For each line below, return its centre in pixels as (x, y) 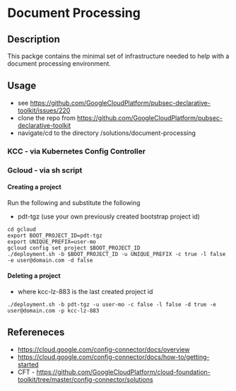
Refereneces (36, 333)
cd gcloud (22, 229)
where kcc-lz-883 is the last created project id (85, 292)
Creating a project (34, 187)
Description (34, 39)
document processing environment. (59, 64)
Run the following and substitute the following (74, 202)
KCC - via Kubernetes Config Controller (77, 151)
